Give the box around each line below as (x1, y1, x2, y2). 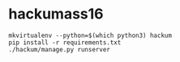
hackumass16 (8, 5, 104, 23)
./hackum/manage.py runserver (8, 45, 111, 53)
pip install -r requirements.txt (8, 38, 122, 47)
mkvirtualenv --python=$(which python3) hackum (8, 31, 173, 39)
